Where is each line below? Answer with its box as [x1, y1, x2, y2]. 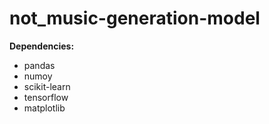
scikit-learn [23, 80, 71, 92]
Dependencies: [9, 40, 75, 52]
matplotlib [23, 102, 66, 114]
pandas [23, 59, 56, 71]
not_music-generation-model [9, 7, 261, 30]
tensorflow [23, 91, 69, 103]
